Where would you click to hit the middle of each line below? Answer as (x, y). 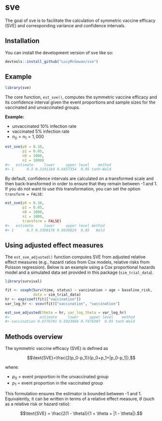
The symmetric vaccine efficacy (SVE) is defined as (57, 349)
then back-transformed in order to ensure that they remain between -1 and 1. (81, 184)
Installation (22, 41)
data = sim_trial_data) (57, 295)
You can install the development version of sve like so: (59, 53)
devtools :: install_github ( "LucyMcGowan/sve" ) (52, 61)
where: (12, 367)
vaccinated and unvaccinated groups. (43, 107)
